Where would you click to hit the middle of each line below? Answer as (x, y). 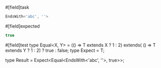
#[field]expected (23, 26)
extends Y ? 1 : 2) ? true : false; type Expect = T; (55, 50)
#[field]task (17, 7)
